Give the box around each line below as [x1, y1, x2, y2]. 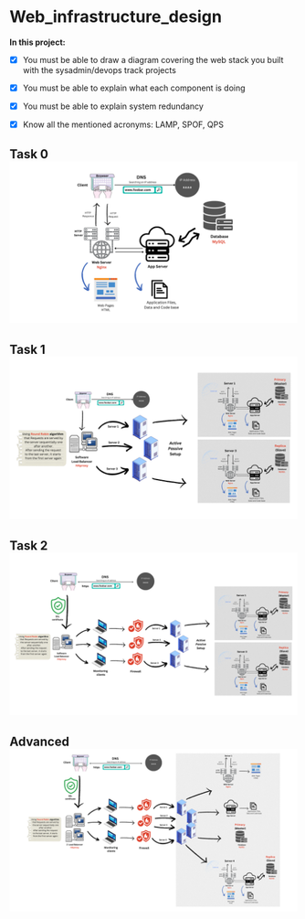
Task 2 [9, 538, 48, 554]
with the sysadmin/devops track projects [22, 65, 176, 75]
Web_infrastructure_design [9, 6, 222, 27]
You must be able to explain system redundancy [22, 101, 204, 112]
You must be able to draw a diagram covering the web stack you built [22, 54, 284, 65]
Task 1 [9, 342, 46, 358]
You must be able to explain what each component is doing [22, 82, 246, 93]
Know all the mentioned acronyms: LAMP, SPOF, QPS [22, 119, 224, 130]
